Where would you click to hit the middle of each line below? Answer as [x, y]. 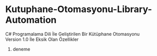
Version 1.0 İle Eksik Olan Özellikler [42, 39]
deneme [21, 49]
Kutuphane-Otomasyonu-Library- [79, 9]
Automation [31, 20]
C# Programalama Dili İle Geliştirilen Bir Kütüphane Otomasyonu [72, 34]
